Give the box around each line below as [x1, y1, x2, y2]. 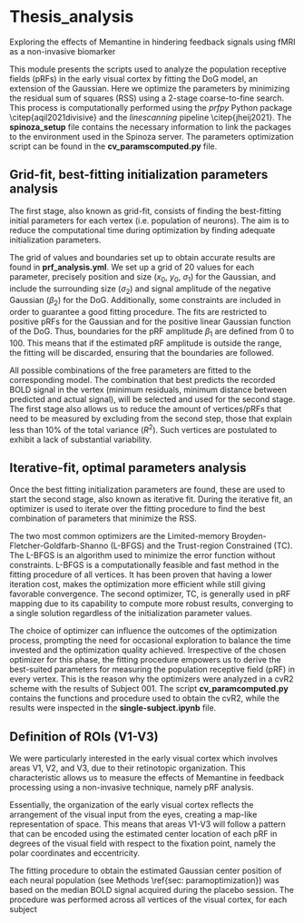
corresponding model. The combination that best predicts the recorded [9, 374, 276, 385]
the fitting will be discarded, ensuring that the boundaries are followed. [9, 347, 274, 358]
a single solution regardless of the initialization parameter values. [9, 608, 252, 619]
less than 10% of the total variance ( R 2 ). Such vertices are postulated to [9, 422, 278, 435]
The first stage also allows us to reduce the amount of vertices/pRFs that [9, 403, 282, 414]
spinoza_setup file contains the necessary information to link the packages [9, 121, 292, 133]
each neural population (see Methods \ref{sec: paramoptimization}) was [9, 875, 279, 886]
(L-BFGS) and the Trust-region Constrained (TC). [110, 540, 293, 551]
